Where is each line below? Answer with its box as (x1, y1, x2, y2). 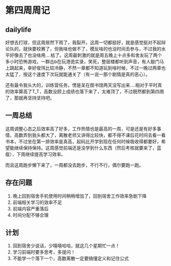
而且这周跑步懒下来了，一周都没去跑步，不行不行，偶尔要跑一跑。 (5, 162, 144, 168)
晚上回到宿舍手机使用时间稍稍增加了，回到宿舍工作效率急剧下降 (12, 193, 147, 199)
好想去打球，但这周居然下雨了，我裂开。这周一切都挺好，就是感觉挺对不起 (5, 39, 161, 45)
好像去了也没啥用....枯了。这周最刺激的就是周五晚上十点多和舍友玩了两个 (9, 52, 162, 58)
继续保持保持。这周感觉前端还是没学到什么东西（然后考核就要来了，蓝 (14, 145, 161, 151)
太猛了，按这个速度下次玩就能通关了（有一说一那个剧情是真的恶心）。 (5, 71, 150, 77)
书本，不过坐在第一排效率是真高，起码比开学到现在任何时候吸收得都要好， (5, 138, 161, 144)
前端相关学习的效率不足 (12, 199, 62, 205)
